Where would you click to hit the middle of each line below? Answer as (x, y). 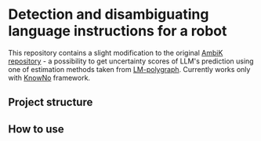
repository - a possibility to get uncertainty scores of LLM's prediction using (131, 61)
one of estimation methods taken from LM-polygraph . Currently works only (129, 69)
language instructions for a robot (118, 31)
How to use (36, 129)
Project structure (51, 102)
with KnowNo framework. (49, 78)
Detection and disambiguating (109, 14)
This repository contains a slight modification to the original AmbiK (116, 52)
